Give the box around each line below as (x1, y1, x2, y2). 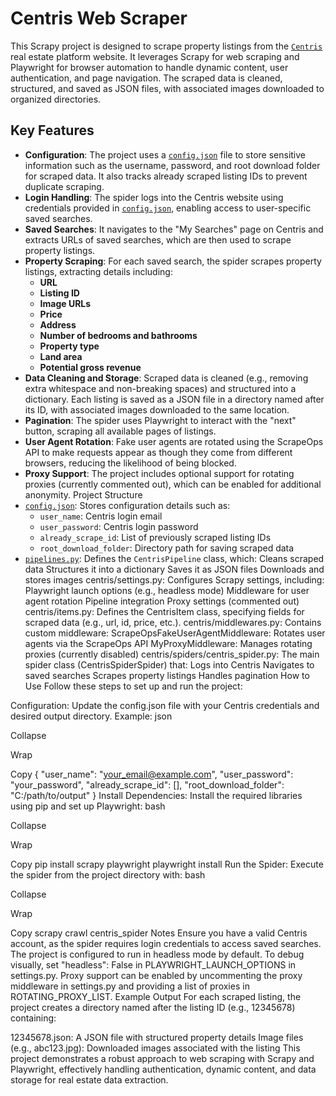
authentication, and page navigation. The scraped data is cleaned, (10, 72, 283, 84)
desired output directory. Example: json (10, 710, 173, 722)
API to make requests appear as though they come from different (24, 446, 293, 458)
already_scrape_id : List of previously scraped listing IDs (39, 531, 272, 543)
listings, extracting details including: (24, 265, 173, 277)
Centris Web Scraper (10, 7, 188, 30)
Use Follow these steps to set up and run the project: (24, 680, 243, 692)
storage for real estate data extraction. (10, 1073, 169, 1086)
